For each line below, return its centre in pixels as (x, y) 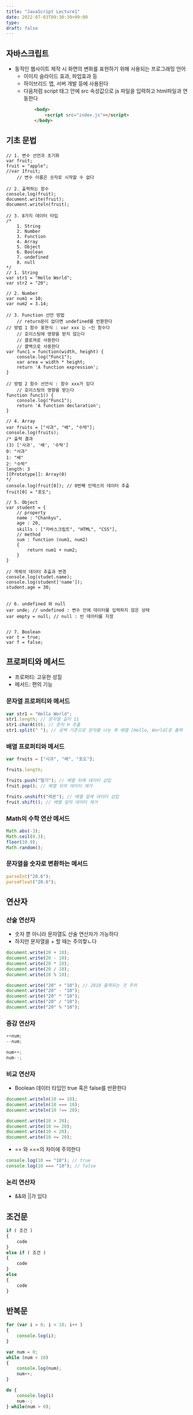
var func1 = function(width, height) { (55, 352)
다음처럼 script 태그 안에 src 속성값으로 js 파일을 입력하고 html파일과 (102, 91)
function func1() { (30, 395)
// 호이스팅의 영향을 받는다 (46, 390)
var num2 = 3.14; (27, 304)
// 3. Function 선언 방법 (35, 315)
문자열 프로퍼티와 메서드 (38, 701)
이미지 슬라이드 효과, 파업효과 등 (60, 76)
